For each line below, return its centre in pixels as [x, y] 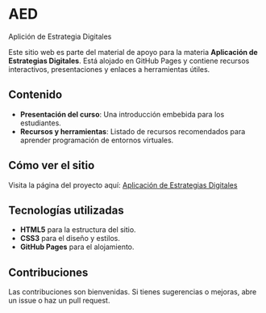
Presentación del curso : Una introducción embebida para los [122, 114]
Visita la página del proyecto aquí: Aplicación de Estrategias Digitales [123, 185]
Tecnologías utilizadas [66, 210]
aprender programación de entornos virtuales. [97, 140]
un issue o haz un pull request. [59, 301]
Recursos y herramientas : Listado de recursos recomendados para [133, 131]
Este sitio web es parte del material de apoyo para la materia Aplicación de [133, 52]
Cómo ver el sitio [52, 165]
